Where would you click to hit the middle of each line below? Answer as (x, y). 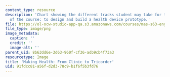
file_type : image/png (28, 29)
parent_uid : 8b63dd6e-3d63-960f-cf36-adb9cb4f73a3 (60, 52)
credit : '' (21, 43)
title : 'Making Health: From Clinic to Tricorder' (60, 62)
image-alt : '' (25, 48)
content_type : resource (30, 10)
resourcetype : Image (27, 57)
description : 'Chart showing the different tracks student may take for (83, 15)
